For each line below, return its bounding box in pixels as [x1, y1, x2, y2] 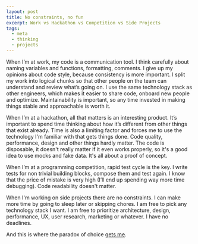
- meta [11, 31, 28, 37]
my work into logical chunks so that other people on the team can [6, 77, 167, 84]
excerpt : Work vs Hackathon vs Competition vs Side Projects [6, 20, 161, 26]
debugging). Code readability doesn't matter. [6, 182, 117, 189]
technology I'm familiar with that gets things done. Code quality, [6, 133, 163, 140]
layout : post [6, 8, 39, 15]
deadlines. [6, 219, 32, 226]
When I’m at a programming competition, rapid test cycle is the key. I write [6, 163, 188, 170]
